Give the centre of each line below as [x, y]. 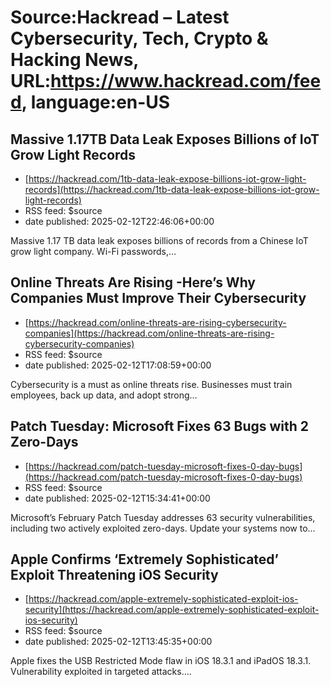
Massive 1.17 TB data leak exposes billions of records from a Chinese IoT [159, 240]
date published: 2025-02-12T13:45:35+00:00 [118, 642]
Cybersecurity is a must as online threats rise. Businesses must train [151, 384]
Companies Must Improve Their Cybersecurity [158, 298]
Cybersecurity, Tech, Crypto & [139, 38]
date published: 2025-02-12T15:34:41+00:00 [117, 498]
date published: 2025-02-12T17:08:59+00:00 [118, 365]
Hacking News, [74, 60]
